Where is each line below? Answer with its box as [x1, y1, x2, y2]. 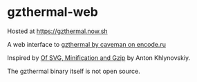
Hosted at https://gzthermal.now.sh [7, 27, 109, 35]
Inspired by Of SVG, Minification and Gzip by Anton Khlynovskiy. [7, 53, 191, 62]
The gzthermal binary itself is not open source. [7, 67, 140, 75]
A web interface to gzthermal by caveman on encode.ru [7, 40, 166, 48]
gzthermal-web [7, 4, 99, 20]
